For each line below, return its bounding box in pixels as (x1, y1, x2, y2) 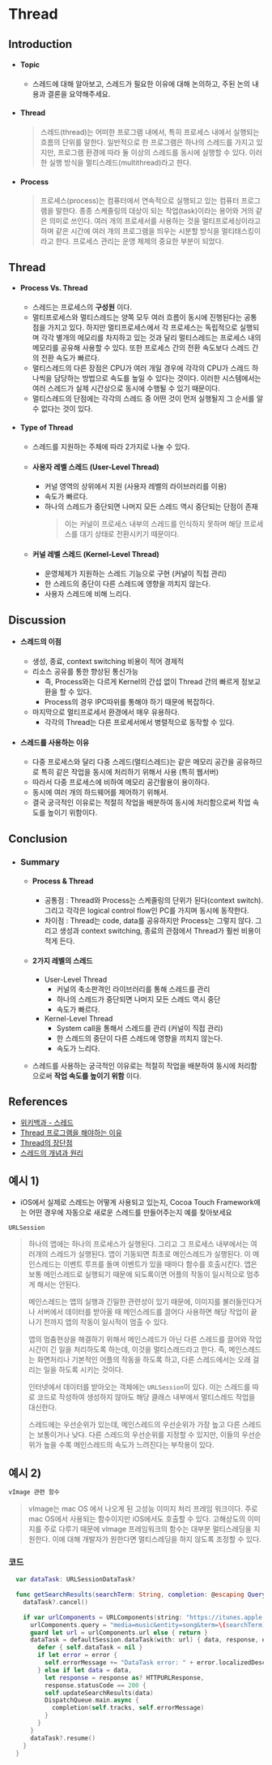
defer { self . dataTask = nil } (37, 1643, 143, 1652)
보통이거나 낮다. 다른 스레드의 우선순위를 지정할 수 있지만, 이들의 (36, 1430, 240, 1439)
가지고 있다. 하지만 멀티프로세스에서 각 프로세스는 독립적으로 (47, 322, 238, 332)
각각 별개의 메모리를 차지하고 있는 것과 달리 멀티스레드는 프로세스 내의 (40, 332, 261, 342)
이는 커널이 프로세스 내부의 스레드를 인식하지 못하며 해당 (64, 519, 242, 529)
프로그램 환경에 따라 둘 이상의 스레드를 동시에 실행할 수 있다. (57, 147, 248, 157)
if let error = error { (37, 1651, 117, 1659)
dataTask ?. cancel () (23, 1599, 89, 1607)
